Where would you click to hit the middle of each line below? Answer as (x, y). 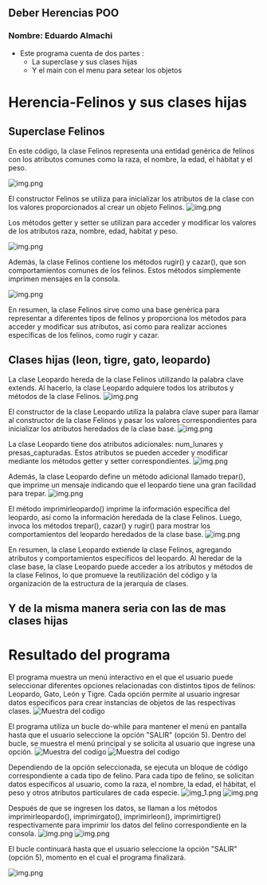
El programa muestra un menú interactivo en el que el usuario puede (121, 677)
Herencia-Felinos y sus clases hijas (128, 102)
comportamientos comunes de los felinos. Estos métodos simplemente (125, 270)
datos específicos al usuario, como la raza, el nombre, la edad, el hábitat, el (132, 784)
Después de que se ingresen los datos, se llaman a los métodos (113, 808)
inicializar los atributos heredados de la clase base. (92, 429)
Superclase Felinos (57, 132)
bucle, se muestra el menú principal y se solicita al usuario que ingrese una (132, 743)
